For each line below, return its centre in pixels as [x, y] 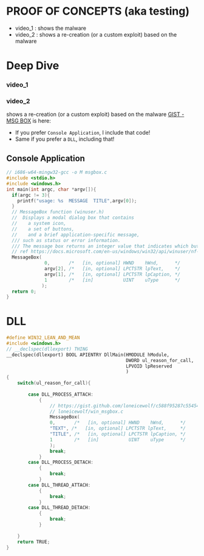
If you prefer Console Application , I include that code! [83, 133]
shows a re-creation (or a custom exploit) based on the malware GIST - [95, 115]
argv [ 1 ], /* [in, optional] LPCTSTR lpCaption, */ [113, 274]
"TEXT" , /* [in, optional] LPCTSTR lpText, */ [118, 429]
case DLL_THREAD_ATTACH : [59, 485]
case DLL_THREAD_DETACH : [59, 508]
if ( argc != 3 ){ [31, 195]
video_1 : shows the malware [51, 28]
